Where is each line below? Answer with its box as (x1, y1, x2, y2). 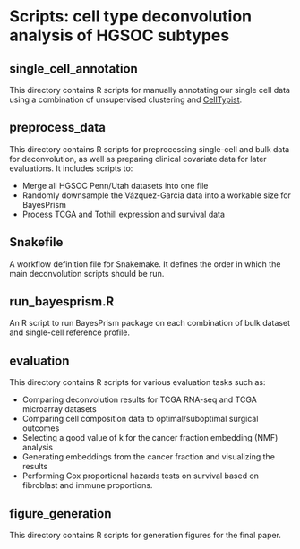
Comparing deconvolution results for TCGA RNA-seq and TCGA (21, 394, 257, 405)
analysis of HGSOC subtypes (9, 25, 230, 46)
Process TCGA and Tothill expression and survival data (21, 209, 226, 219)
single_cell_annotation (9, 61, 139, 76)
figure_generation (9, 506, 112, 521)
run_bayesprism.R (9, 294, 115, 310)
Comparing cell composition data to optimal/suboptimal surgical (21, 414, 259, 425)
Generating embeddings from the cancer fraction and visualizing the (21, 451, 276, 462)
